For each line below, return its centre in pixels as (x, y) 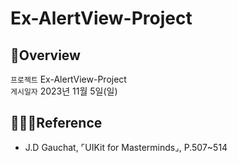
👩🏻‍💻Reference (56, 123)
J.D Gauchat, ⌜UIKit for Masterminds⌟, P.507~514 (126, 147)
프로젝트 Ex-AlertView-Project (68, 79)
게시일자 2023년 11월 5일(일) (64, 91)
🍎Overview (45, 55)
